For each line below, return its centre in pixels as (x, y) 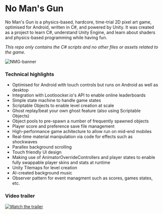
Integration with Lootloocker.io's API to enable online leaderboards (79, 95)
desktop (20, 90)
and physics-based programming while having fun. (56, 38)
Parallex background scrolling (42, 147)
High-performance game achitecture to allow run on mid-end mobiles (82, 132)
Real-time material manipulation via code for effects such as (72, 136)
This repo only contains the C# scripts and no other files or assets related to (81, 47)
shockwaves (25, 142)
